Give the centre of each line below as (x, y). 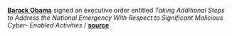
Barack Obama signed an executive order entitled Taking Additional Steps (116, 10)
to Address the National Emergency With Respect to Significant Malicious (115, 18)
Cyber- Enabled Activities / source (58, 25)
